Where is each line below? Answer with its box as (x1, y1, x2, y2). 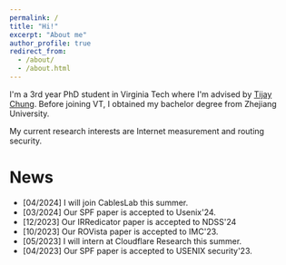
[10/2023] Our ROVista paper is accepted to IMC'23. (22, 226, 219, 237)
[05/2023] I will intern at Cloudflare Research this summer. (22, 235, 242, 246)
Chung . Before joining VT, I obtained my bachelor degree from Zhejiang (9, 98, 277, 109)
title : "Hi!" (9, 22, 59, 31)
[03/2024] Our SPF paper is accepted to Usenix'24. (22, 206, 216, 218)
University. (9, 108, 50, 119)
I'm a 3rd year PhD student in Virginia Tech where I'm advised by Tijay (9, 88, 272, 100)
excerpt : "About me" (9, 30, 88, 39)
